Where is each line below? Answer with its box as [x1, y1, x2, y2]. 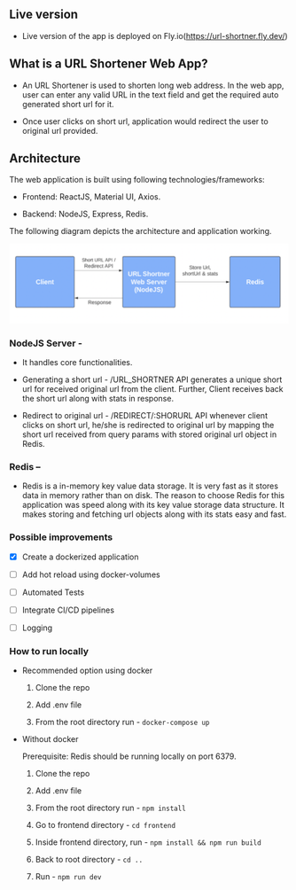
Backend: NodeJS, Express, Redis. [21, 208, 149, 220]
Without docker [21, 734, 79, 745]
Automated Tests [21, 587, 85, 597]
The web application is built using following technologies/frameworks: [9, 175, 265, 185]
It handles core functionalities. [21, 356, 133, 367]
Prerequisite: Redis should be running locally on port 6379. [21, 751, 237, 761]
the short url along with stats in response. [21, 393, 175, 403]
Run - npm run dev [35, 871, 102, 882]
